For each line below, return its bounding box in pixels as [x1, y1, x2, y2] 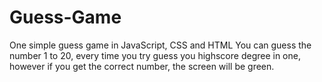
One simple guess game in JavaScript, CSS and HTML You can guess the [9, 39, 312, 51]
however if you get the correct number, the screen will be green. [9, 60, 275, 72]
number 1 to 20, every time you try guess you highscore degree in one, [9, 49, 301, 61]
